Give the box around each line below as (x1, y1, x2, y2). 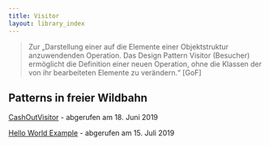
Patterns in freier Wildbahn (8, 91, 148, 105)
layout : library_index (8, 19, 85, 28)
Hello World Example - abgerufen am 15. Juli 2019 (8, 128, 175, 138)
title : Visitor (8, 11, 60, 20)
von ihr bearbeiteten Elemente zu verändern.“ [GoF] (28, 67, 202, 77)
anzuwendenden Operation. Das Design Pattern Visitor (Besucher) (28, 50, 250, 60)
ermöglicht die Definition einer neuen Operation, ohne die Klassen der (28, 58, 262, 69)
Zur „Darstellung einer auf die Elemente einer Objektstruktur (28, 41, 229, 51)
